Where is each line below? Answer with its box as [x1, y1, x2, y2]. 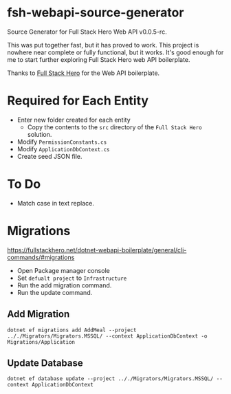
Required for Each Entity [7, 93, 149, 109]
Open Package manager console [16, 266, 110, 274]
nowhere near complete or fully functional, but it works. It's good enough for [7, 48, 224, 56]
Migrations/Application [7, 338, 76, 345]
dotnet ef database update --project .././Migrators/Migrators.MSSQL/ [7, 375, 214, 382]
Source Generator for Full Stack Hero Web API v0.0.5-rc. [7, 28, 167, 36]
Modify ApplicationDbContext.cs [16, 144, 110, 153]
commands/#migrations [7, 253, 75, 261]
